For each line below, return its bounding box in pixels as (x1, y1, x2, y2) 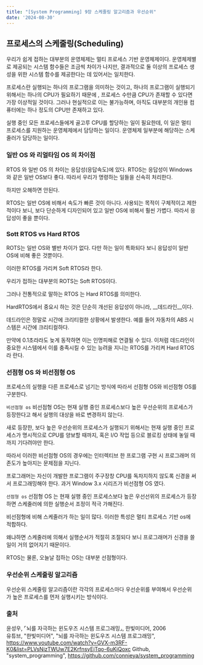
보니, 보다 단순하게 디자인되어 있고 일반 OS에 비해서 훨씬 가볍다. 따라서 (22, 206, 189, 214)
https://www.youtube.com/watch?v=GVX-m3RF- (6, 639, 128, 646)
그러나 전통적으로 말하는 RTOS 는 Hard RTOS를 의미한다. (6, 290, 142, 297)
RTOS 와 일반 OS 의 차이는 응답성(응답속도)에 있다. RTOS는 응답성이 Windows (6, 166, 193, 173)
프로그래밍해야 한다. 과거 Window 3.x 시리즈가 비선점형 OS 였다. (12, 480, 166, 487)
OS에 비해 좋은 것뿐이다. (6, 252, 64, 259)
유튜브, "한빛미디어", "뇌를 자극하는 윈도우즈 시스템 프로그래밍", (6, 632, 156, 639)
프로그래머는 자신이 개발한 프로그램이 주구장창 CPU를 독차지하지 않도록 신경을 (6, 473, 190, 480)
